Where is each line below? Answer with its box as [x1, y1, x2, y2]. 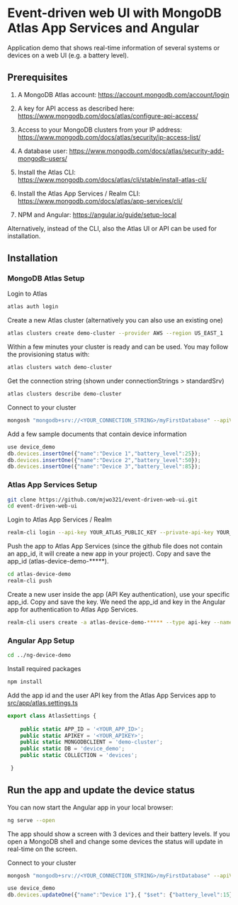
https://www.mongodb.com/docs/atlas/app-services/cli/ [17, 196, 183, 205]
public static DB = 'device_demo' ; [20, 746, 125, 753]
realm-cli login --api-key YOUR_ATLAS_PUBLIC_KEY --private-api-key [7, 529, 214, 536]
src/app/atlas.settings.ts [7, 698, 78, 707]
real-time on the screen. [7, 845, 78, 853]
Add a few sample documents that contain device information [7, 429, 187, 438]
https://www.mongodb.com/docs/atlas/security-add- [69, 147, 225, 155]
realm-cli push [7, 578, 52, 585]
